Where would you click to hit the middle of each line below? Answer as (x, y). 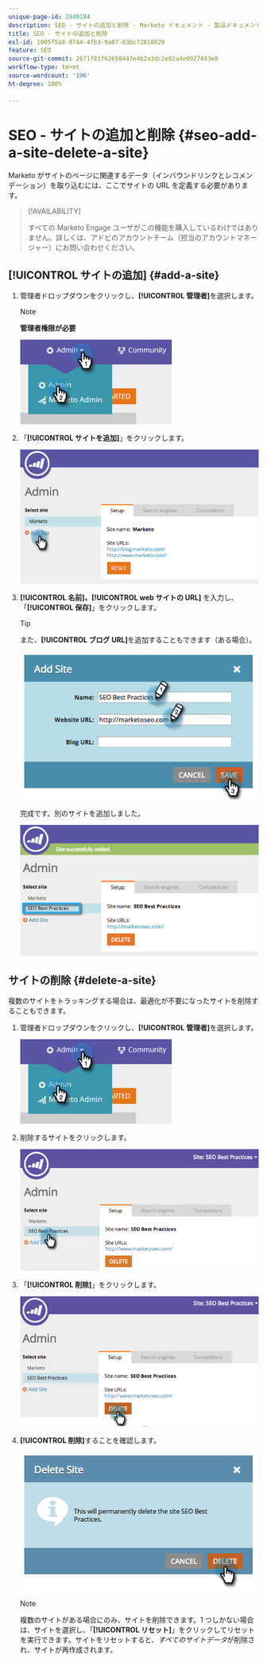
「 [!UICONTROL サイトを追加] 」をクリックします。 (104, 438)
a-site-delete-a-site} (79, 152)
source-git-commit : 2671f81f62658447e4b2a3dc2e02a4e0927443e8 (113, 59)
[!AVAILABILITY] (54, 212)
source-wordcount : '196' (49, 76)
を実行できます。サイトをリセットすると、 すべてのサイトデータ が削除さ (137, 1640)
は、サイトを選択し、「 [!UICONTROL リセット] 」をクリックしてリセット (137, 1630)
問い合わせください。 (104, 247)
